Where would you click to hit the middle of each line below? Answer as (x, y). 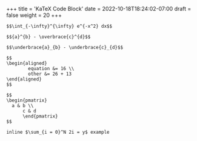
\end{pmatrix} (40, 116)
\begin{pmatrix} (27, 100)
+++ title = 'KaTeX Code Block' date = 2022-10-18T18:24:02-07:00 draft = (99, 9)
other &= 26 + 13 (50, 74)
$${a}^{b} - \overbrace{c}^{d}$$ (48, 37)
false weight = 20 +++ (34, 15)
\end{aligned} (24, 79)
